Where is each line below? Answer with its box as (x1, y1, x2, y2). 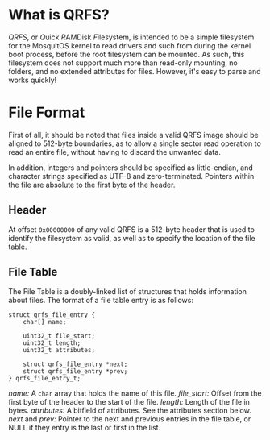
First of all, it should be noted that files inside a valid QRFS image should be (8, 130, 260, 139)
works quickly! (8, 75, 57, 85)
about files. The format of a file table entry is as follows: (8, 295, 193, 305)
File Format (8, 103, 85, 122)
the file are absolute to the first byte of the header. (8, 180, 176, 189)
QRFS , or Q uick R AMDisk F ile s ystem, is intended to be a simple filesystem (8, 32, 255, 42)
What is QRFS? (8, 6, 110, 24)
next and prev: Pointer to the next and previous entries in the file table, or (8, 413, 251, 424)
